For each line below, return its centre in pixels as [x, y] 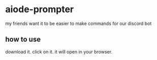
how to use [23, 39]
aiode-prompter [40, 9]
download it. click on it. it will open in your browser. [59, 51]
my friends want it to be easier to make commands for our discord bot [78, 23]
